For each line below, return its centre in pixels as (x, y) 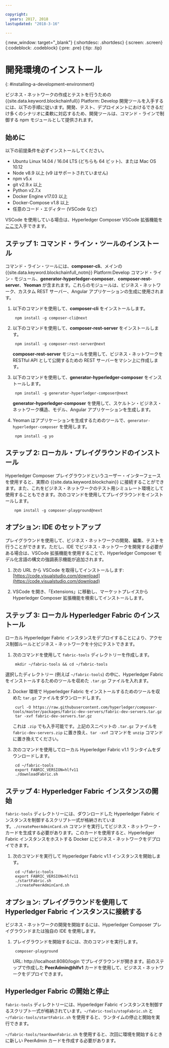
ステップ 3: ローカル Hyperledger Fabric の (73, 615)
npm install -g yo (34, 436)
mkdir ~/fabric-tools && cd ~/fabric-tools (61, 665)
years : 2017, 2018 (29, 19)
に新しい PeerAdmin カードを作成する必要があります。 (62, 1040)
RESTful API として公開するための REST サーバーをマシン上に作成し (83, 360)
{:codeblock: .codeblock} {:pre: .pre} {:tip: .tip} (54, 48)
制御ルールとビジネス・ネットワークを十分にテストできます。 (73, 644)
